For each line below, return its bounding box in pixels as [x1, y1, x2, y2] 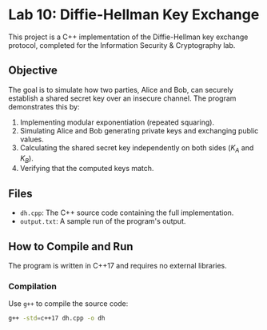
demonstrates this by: [8, 101, 80, 111]
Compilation [8, 280, 58, 292]
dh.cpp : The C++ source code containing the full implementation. [19, 208, 234, 217]
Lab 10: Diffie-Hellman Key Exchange [8, 6, 260, 24]
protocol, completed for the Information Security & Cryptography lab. [8, 40, 236, 50]
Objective [8, 64, 58, 78]
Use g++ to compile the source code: [8, 299, 129, 308]
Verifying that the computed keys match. [19, 164, 154, 173]
